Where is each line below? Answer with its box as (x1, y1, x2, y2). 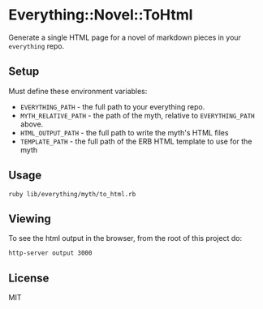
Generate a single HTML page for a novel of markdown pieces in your (8, 32, 242, 42)
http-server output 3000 (8, 249, 93, 257)
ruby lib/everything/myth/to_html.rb (8, 190, 136, 198)
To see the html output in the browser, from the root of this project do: (8, 234, 242, 243)
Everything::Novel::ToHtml (8, 6, 193, 24)
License (8, 271, 50, 285)
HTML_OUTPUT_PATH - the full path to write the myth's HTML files (19, 127, 229, 137)
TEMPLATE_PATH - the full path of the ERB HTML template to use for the (19, 136, 252, 146)
